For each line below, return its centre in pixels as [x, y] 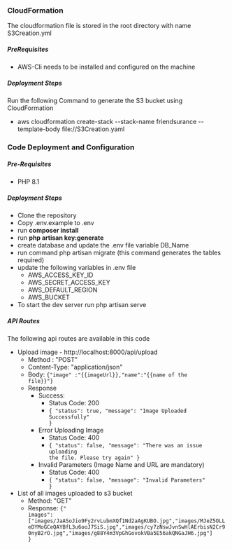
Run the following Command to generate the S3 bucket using [95, 101]
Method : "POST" [53, 360]
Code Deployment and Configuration [71, 147]
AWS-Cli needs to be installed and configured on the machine [106, 67]
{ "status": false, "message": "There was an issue [125, 446]
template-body [39, 129]
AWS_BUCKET [49, 297]
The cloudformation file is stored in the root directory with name [99, 26]
